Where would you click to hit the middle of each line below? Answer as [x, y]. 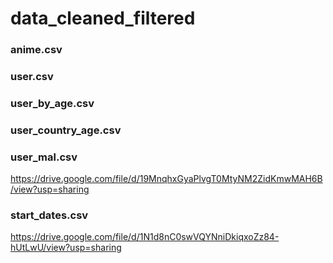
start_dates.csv [49, 215]
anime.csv [36, 50]
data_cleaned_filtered [103, 18]
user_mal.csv [44, 157]
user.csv [32, 77]
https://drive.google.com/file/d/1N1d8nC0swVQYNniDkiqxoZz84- [145, 237]
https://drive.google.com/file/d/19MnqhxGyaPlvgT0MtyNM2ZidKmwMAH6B [166, 179]
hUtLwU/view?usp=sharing [66, 248]
